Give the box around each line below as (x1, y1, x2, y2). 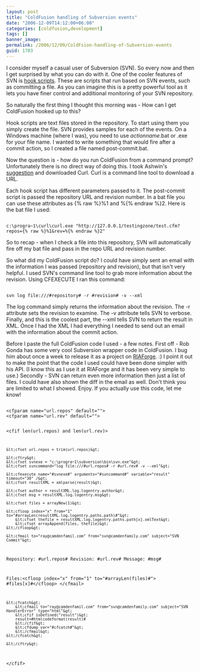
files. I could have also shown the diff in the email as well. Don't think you (6, 378, 186, 385)
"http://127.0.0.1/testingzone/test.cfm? (75, 223, 180, 229)
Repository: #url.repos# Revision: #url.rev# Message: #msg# (6, 556, 162, 562)
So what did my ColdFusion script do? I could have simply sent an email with (6, 256, 195, 264)
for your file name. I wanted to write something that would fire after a (6, 138, 176, 146)
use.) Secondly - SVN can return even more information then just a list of (6, 372, 186, 379)
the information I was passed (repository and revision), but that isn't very (6, 263, 186, 270)
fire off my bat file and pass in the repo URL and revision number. (6, 245, 167, 252)
